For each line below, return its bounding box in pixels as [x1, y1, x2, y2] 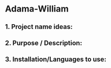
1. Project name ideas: [5, 23, 73, 31]
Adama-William [5, 3, 69, 14]
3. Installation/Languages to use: [5, 55, 107, 64]
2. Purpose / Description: [5, 39, 82, 47]
